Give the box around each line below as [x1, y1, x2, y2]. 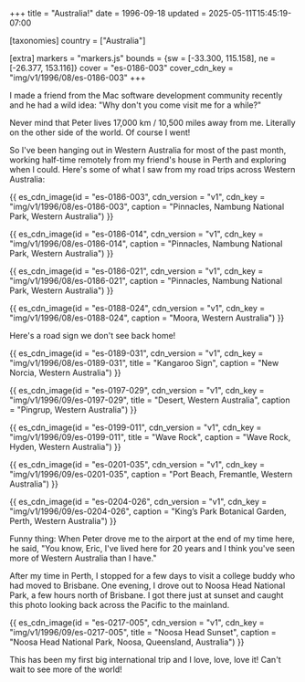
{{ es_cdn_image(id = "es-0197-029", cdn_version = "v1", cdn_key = [9, 385, 265, 395]
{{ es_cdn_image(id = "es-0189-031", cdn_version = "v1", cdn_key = [9, 348, 264, 359]
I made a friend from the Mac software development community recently [9, 90, 283, 100]
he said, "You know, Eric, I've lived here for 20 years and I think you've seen [9, 543, 295, 553]
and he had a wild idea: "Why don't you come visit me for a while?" [9, 100, 262, 110]
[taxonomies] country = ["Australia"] [9, 36, 146, 46]
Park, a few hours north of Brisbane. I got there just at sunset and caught [9, 590, 284, 601]
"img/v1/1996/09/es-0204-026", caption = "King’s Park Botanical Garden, [9, 506, 287, 517]
